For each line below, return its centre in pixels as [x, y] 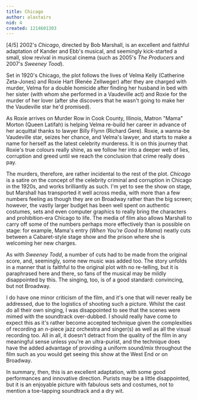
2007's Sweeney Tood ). [35, 64]
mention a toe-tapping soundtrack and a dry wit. [65, 391]
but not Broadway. [29, 286]
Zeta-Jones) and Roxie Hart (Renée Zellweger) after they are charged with [97, 82]
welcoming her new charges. [41, 243]
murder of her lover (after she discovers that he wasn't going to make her [95, 101]
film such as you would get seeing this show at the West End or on [87, 354]
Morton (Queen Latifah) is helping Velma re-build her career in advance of [96, 124]
